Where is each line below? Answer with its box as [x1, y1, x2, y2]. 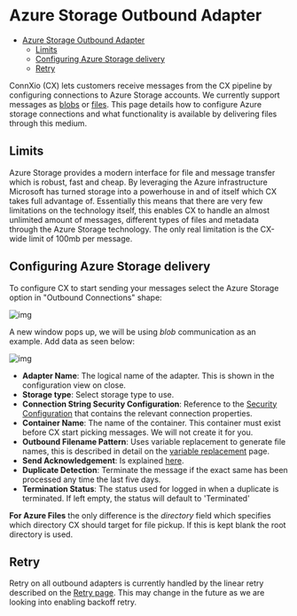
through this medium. [9, 117, 87, 129]
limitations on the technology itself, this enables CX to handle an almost [9, 205, 270, 216]
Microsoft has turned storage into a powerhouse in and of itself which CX [9, 186, 277, 196]
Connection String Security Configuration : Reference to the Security [21, 399, 277, 409]
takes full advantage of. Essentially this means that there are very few [9, 195, 263, 206]
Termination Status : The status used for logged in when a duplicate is [21, 483, 279, 494]
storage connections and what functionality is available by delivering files [9, 108, 277, 119]
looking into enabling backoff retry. [9, 596, 137, 608]
